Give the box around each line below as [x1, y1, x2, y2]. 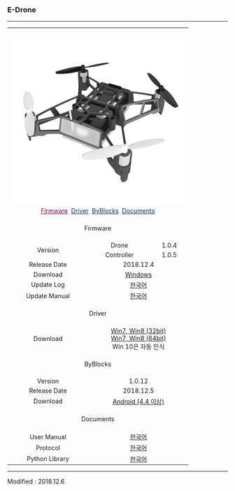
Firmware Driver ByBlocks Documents [41, 207, 155, 215]
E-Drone [7, 5, 36, 15]
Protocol [36, 444, 61, 452]
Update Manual [25, 291, 70, 300]
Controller [104, 251, 134, 259]
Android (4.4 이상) [112, 397, 164, 406]
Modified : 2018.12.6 [7, 477, 65, 486]
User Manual [29, 432, 66, 441]
